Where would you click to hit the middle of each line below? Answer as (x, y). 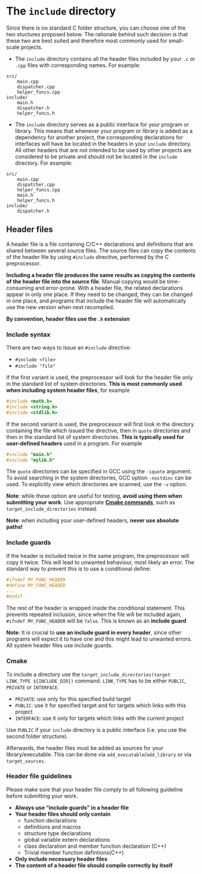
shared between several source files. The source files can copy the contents (101, 250)
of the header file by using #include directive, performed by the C (88, 257)
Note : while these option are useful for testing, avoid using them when (94, 496)
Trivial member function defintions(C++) (74, 852)
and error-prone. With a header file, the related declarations (109, 287)
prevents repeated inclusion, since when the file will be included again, (94, 615)
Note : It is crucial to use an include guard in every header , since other (94, 633)
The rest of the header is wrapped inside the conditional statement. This (96, 608)
